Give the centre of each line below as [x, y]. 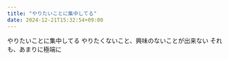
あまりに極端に [40, 49]
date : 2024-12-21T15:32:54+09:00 [55, 20]
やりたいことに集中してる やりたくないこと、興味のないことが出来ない [108, 40]
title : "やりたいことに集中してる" [52, 13]
